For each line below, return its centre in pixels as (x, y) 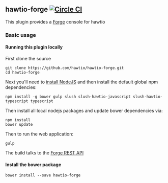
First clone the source (28, 58)
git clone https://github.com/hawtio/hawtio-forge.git (65, 68)
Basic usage (21, 35)
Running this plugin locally (34, 47)
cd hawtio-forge (22, 72)
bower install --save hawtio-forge (43, 175)
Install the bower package (33, 165)
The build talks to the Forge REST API (45, 153)
